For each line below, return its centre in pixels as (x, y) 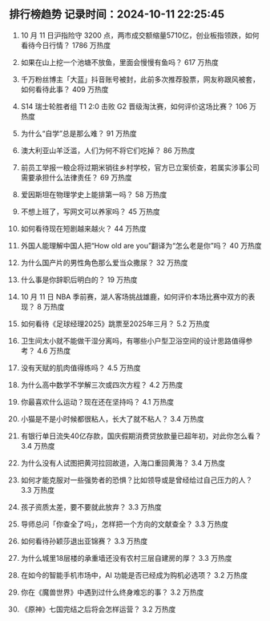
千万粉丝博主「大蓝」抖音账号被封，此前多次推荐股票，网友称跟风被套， (140, 79)
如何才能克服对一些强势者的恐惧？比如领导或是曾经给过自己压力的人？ (137, 480)
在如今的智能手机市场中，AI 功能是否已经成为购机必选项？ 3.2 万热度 (134, 575)
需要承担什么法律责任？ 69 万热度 (77, 177)
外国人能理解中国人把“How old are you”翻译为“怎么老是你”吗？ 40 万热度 (141, 245)
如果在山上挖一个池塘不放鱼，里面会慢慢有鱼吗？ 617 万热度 (119, 62)
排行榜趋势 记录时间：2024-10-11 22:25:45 (117, 14)
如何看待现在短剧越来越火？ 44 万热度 (83, 228)
